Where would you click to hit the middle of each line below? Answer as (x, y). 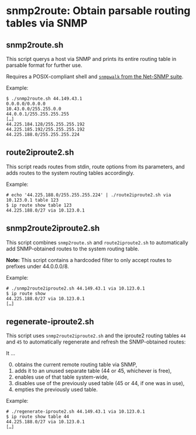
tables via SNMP (47, 23)
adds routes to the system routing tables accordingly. (70, 173)
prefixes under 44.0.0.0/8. (37, 266)
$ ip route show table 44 (37, 417)
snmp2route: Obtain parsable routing (98, 11)
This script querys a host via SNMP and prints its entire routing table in (91, 59)
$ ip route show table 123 (39, 205)
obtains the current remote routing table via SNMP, (76, 365)
